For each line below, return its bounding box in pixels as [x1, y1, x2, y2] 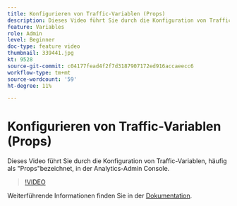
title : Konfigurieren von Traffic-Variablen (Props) [7, 10, 166, 18]
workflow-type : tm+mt [7, 69, 71, 76]
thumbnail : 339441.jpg [7, 50, 74, 57]
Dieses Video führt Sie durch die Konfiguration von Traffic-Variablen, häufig [7, 157, 227, 165]
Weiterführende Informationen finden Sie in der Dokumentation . [7, 191, 193, 200]
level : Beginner [7, 37, 55, 44]
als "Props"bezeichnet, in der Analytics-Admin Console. [7, 165, 170, 173]
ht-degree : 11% [7, 82, 52, 89]
